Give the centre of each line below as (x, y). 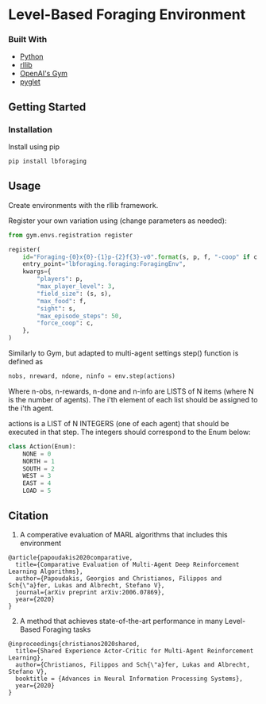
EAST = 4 (37, 483)
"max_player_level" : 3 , (76, 287)
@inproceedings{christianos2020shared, (74, 644)
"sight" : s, (57, 308)
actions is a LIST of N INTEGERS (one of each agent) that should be (119, 423)
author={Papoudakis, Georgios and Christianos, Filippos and (119, 578)
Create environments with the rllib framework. (83, 205)
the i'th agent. (31, 408)
